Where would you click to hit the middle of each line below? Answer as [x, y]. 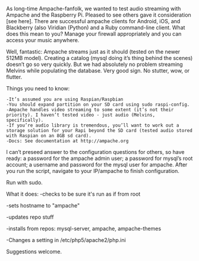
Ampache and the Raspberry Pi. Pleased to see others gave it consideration [99, 15]
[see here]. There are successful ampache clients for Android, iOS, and [93, 21]
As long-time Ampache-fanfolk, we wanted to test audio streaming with [94, 9]
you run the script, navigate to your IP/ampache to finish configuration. [93, 171]
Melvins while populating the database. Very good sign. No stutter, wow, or [98, 70]
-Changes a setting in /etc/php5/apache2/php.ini [66, 240]
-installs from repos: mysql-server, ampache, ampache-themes [84, 229]
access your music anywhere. [43, 40]
